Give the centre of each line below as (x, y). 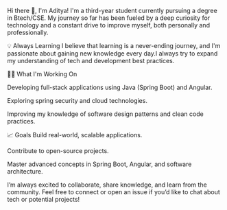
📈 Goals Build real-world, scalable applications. (75, 135)
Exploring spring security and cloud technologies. (77, 101)
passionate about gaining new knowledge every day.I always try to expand (112, 54)
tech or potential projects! (44, 199)
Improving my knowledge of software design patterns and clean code (105, 114)
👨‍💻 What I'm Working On (42, 74)
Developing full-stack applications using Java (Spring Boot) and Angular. (110, 87)
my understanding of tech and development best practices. (91, 61)
